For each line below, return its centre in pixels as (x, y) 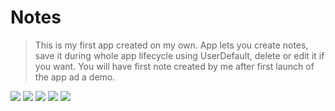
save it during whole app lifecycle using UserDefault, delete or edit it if (179, 55)
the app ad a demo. (75, 77)
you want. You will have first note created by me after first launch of (174, 66)
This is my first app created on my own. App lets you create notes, (171, 45)
